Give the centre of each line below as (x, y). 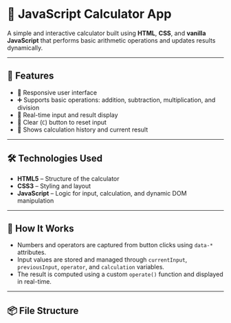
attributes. (32, 252)
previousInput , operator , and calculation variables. (91, 267)
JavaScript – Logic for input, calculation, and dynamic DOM (102, 193)
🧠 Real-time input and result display (67, 115)
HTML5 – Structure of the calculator (68, 178)
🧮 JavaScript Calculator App (89, 14)
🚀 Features (31, 76)
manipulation (35, 200)
